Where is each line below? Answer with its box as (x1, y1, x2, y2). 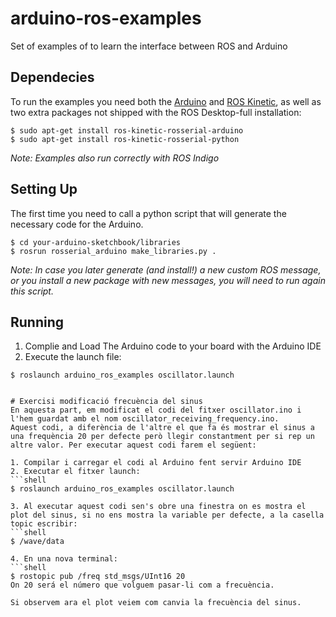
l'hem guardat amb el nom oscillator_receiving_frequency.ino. (10, 414, 280, 424)
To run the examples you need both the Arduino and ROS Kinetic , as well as (10, 95, 322, 107)
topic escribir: (10, 519, 78, 529)
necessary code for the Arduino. (10, 218, 144, 230)
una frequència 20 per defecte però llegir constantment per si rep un (10, 432, 315, 442)
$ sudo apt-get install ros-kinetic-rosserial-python (10, 134, 240, 144)
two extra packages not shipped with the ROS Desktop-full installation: (10, 106, 302, 118)
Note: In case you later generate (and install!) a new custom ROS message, (10, 263, 322, 276)
